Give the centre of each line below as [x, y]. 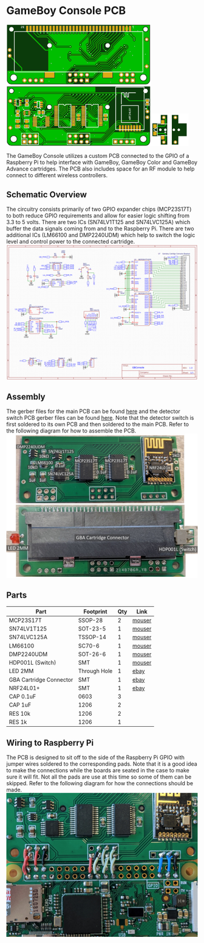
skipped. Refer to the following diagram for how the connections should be [100, 783]
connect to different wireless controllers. [57, 175]
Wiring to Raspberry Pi [50, 743]
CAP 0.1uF [22, 697]
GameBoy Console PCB [66, 11]
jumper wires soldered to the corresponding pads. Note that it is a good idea [102, 764]
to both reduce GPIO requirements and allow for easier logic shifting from [98, 216]
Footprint [95, 611]
